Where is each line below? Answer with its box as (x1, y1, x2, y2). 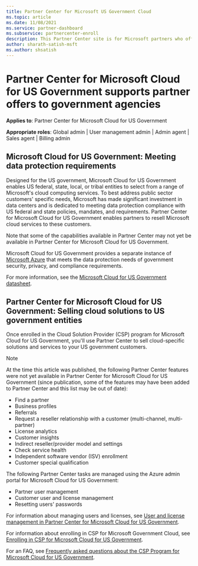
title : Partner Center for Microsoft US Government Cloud (6, 8, 151, 15)
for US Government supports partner (6, 85, 190, 98)
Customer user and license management (14, 495, 114, 502)
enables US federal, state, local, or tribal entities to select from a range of (6, 183, 184, 190)
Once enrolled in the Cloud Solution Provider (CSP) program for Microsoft (6, 331, 184, 338)
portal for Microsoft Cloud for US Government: (6, 477, 119, 484)
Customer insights (14, 434, 60, 441)
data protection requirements (6, 161, 117, 171)
